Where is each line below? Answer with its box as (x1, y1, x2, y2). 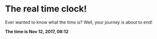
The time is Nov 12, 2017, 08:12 (5, 28, 69, 34)
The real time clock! (5, 3, 87, 14)
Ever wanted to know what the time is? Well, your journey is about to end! (5, 19, 153, 25)
